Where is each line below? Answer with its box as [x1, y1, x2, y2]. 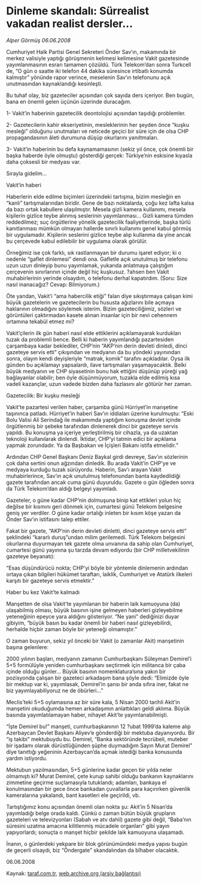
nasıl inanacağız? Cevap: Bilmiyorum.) [6, 281, 100, 288]
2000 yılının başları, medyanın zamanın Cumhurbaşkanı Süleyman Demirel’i [6, 655, 192, 662]
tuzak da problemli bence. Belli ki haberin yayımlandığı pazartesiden [6, 336, 174, 343]
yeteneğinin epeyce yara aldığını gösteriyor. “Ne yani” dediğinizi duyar [6, 613, 179, 620]
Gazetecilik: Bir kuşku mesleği [6, 392, 80, 399]
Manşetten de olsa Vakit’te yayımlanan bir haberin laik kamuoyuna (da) [6, 600, 181, 607]
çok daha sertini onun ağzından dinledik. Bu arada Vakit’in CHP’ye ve [6, 459, 176, 467]
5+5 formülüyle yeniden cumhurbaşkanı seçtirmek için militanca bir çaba [6, 661, 186, 668]
